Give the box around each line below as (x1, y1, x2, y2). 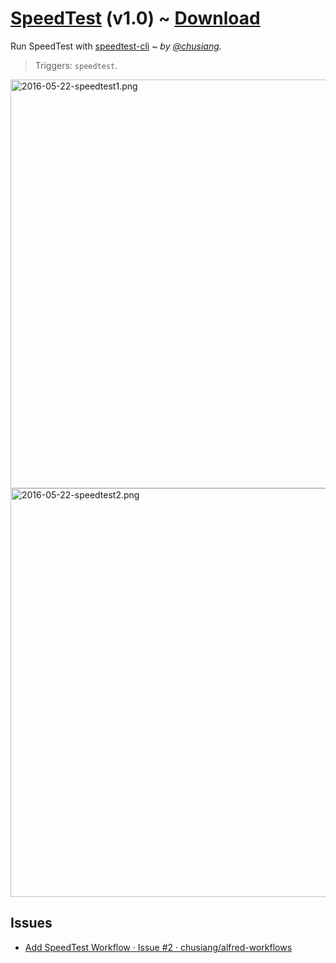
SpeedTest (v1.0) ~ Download (10, 7, 261, 30)
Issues (10, 915, 53, 932)
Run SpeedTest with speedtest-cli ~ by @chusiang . (10, 40, 222, 52)
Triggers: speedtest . (34, 59, 118, 71)
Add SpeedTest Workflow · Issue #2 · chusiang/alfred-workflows (24, 941, 293, 953)
